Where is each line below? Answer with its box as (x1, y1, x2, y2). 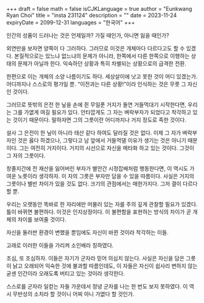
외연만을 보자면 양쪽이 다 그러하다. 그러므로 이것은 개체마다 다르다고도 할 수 (6, 45, 185, 52)
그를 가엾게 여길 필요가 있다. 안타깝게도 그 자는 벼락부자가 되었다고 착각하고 (12, 109, 192, 116)
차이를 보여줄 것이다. (17, 216, 67, 223)
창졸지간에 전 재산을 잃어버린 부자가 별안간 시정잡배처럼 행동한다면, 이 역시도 (6, 165, 189, 172)
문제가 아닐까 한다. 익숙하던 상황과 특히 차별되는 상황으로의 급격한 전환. (17, 60, 187, 67)
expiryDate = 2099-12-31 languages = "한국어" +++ (6, 19, 135, 26)
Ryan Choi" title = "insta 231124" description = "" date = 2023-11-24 (6, 12, 177, 19)
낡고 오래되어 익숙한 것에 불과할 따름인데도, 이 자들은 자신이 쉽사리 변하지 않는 (12, 262, 198, 270)
